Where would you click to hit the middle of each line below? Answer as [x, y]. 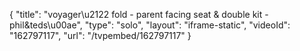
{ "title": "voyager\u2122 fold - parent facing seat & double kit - [139, 14]
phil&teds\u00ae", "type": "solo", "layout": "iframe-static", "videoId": [150, 25]
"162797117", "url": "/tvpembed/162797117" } [100, 35]
